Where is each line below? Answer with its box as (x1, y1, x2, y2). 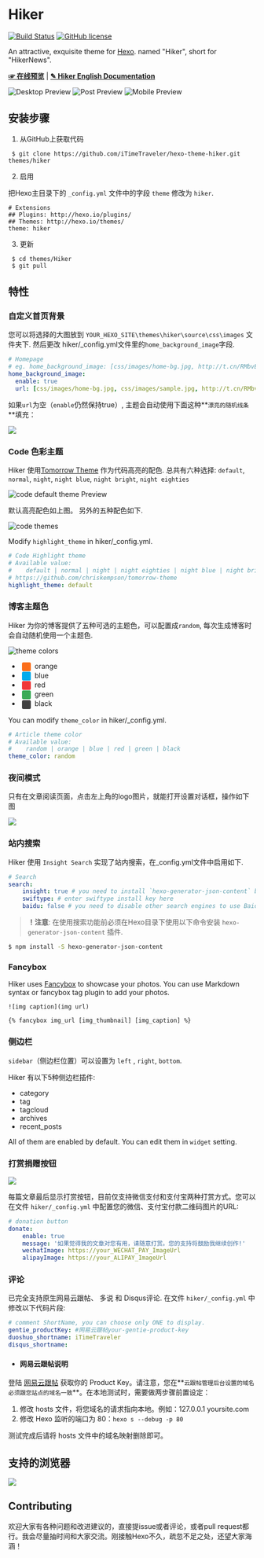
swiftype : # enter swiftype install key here (22, 895, 174, 903)
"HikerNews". (8, 55, 53, 64)
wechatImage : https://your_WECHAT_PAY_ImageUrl (22, 1247, 181, 1255)
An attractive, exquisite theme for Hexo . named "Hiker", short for (8, 46, 218, 56)
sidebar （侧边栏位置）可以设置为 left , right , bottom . (8, 1056, 182, 1065)
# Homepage (8, 355, 44, 363)
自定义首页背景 (8, 310, 65, 322)
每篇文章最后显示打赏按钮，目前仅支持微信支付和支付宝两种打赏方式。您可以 (8, 1192, 256, 1201)
